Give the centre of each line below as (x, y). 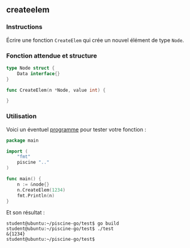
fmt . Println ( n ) (36, 195)
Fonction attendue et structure (52, 55)
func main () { (24, 179)
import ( (17, 151)
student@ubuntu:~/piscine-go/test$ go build (63, 224)
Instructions (25, 27)
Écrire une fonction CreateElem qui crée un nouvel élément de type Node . (95, 40)
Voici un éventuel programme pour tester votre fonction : (76, 129)
